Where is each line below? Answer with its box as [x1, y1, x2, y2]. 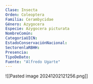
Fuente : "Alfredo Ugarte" [5, 59, 60, 64]
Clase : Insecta [5, 7, 38, 13]
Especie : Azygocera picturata [5, 26, 70, 31]
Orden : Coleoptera [5, 12, 44, 17]
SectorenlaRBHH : [5, 45, 40, 50]
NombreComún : [5, 31, 33, 36]
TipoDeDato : [5, 54, 31, 60]
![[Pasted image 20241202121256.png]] [5, 73, 88, 79]
